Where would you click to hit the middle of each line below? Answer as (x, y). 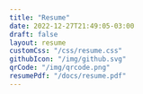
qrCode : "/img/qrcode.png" (60, 68)
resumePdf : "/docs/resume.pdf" (68, 76)
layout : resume (38, 43)
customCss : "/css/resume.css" (66, 51)
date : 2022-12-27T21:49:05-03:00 (72, 26)
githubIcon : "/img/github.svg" (68, 59)
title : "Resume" (40, 17)
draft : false (34, 34)
